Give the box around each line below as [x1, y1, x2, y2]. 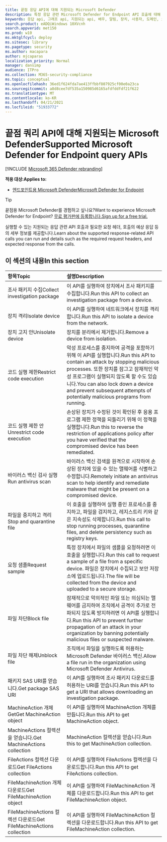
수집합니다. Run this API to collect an [66, 290, 149, 297]
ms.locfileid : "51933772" [5, 105, 59, 110]
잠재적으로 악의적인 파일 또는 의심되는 [66, 594, 150, 601]
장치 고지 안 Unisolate [7, 328, 56, 335]
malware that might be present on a [66, 485, 150, 492]
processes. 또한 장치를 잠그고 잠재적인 [66, 365, 153, 372]
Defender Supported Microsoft [5, 139, 133, 150]
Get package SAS [18, 685, 60, 692]
